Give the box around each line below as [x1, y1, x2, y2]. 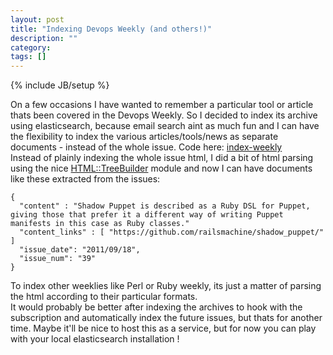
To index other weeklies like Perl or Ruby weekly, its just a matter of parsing [10, 280, 322, 292]
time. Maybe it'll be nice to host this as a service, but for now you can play [10, 322, 317, 335]
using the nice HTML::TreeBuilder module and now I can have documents [10, 162, 313, 175]
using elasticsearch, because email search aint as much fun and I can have [10, 120, 320, 132]
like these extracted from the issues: [10, 173, 161, 185]
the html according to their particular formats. [10, 291, 198, 303]
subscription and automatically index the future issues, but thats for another [10, 312, 323, 324]
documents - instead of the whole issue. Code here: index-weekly [10, 141, 283, 153]
